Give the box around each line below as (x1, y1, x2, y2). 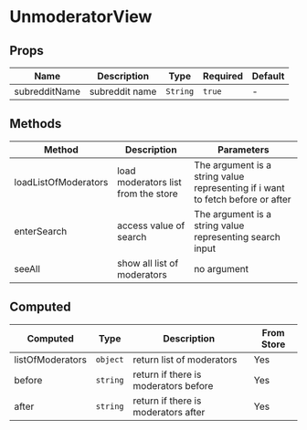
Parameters (217, 143, 270, 156)
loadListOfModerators (14, 175, 109, 188)
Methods (9, 116, 62, 131)
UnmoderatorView (9, 6, 153, 27)
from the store (117, 187, 178, 200)
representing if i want (193, 181, 285, 194)
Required (202, 70, 244, 82)
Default (251, 70, 285, 82)
